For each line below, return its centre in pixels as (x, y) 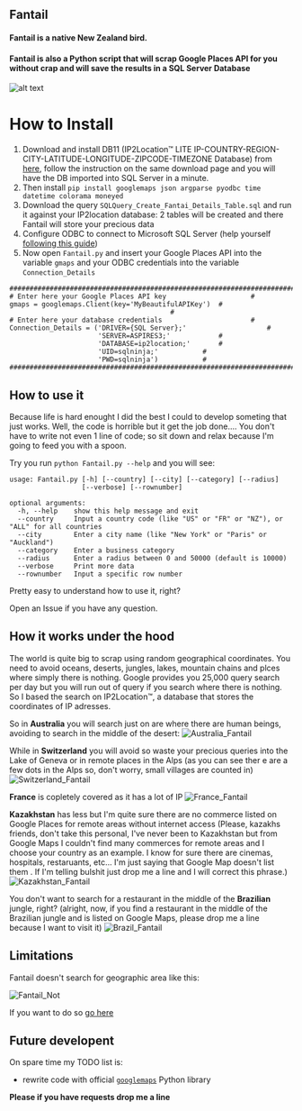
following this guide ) (60, 243)
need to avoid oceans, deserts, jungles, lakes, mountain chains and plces (145, 668)
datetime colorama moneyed (73, 196)
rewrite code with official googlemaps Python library (116, 1079)
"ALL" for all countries (56, 526)
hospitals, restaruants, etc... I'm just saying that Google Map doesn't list (142, 862)
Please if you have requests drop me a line (90, 1097)
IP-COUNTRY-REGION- (237, 150)
